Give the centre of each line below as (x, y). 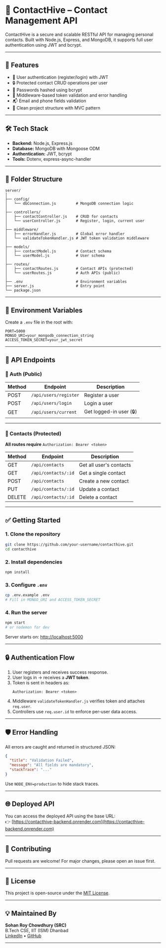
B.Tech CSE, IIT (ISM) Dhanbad (37, 931)
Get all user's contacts (105, 465)
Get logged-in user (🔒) (110, 411)
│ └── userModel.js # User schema (55, 256)
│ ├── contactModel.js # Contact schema (58, 252)
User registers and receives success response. (60, 672)
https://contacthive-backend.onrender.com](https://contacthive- (79, 822)
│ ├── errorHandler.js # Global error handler (65, 234)
